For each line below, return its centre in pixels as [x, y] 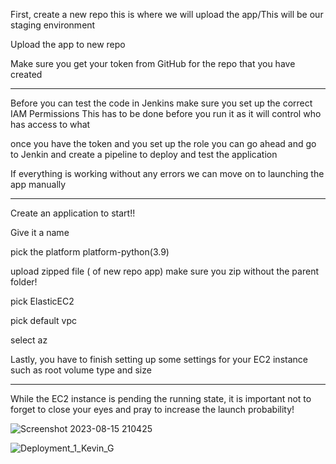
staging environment [53, 25]
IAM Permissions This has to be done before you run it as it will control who [166, 113]
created [26, 74]
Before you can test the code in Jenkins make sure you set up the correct [161, 103]
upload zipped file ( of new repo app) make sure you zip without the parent [164, 271]
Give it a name [40, 232]
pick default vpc [43, 320]
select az [29, 340]
